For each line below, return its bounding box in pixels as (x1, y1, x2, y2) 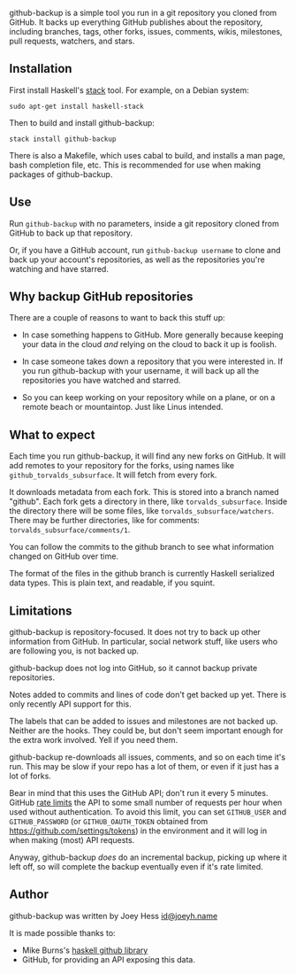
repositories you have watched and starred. (21, 375, 181, 386)
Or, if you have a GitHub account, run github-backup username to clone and (9, 244, 281, 255)
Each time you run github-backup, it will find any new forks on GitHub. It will (9, 451, 286, 461)
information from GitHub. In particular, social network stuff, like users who (9, 637, 278, 647)
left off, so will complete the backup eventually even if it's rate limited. (9, 862, 263, 872)
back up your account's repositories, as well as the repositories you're (9, 254, 265, 265)
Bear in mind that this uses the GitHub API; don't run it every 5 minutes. (9, 788, 269, 799)
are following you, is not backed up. (9, 645, 140, 656)
